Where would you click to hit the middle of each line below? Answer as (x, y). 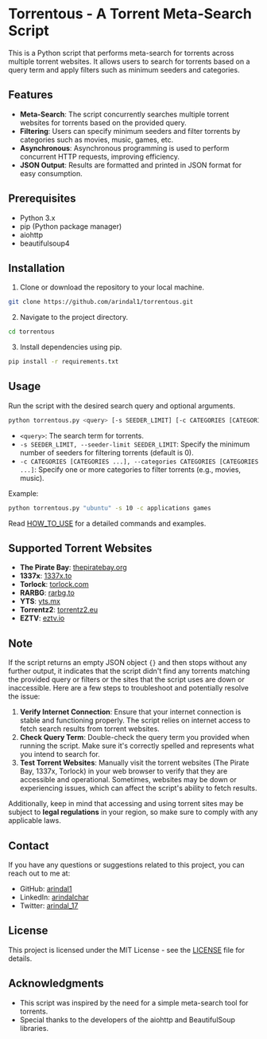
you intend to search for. (60, 754)
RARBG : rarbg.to (47, 593)
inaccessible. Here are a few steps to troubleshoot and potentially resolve (128, 688)
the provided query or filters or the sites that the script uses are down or (126, 679)
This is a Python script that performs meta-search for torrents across (121, 53)
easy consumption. (51, 173)
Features (31, 95)
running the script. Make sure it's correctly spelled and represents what (137, 746)
